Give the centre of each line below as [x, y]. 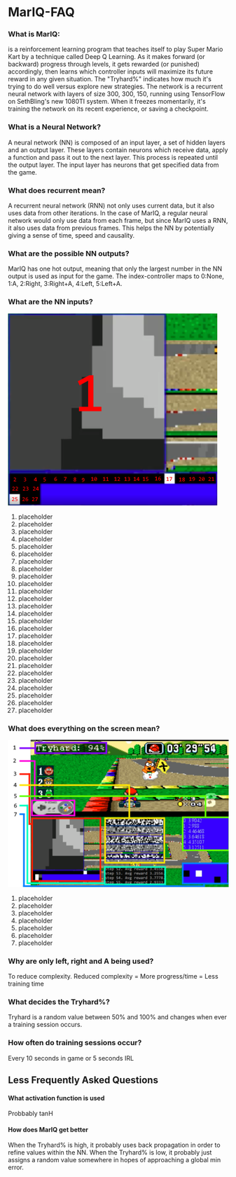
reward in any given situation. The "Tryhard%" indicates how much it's [110, 79]
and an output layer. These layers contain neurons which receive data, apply [118, 150]
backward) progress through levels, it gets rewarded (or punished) [104, 64]
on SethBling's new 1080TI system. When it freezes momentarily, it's [107, 102]
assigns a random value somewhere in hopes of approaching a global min [114, 1160]
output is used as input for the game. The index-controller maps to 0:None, [116, 276]
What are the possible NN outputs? [69, 253]
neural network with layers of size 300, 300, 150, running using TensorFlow [117, 94]
